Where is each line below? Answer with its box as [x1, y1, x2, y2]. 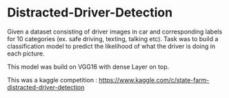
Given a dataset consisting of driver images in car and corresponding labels [7, 27, 223, 36]
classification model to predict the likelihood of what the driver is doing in [7, 42, 216, 50]
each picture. [7, 49, 45, 58]
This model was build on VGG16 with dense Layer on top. [7, 62, 170, 71]
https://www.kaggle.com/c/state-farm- [99, 75, 210, 84]
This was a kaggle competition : [7, 75, 98, 84]
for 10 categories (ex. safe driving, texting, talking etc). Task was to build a [7, 34, 219, 42]
